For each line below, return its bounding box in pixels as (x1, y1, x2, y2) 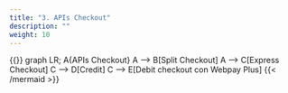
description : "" (9, 22, 70, 31)
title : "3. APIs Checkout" (9, 13, 111, 23)
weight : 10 (9, 30, 51, 39)
